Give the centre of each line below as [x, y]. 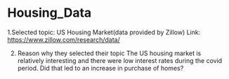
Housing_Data [50, 13]
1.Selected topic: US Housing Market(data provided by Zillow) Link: [104, 32]
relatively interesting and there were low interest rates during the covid [120, 60]
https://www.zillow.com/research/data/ [64, 39]
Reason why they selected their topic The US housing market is [109, 53]
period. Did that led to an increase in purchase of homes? [100, 68]
